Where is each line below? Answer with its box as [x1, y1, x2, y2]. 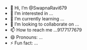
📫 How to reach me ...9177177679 [10, 27, 82, 33]
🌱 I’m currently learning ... [10, 16, 65, 21]
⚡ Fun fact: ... [10, 40, 38, 46]
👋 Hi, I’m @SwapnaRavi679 [10, 5, 67, 11]
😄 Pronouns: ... [10, 34, 43, 40]
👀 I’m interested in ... [10, 10, 53, 16]
